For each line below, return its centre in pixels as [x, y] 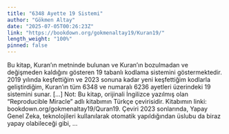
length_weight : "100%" [40, 39]
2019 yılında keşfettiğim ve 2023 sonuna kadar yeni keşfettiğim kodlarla [109, 79]
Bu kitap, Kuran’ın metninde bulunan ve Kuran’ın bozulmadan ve [98, 65]
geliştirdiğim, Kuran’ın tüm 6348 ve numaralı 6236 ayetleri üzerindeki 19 [109, 87]
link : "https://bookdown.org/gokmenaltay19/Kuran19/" [86, 33]
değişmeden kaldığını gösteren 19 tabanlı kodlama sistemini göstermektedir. [114, 72]
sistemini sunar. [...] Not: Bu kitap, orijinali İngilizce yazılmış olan [98, 94]
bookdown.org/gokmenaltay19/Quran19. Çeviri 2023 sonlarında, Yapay [108, 109]
